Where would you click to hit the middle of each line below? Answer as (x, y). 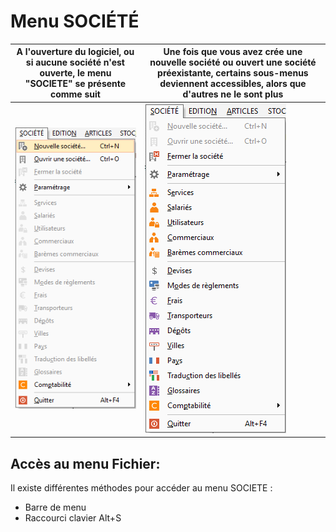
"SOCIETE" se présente (75, 84)
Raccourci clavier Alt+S (73, 518)
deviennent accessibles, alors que (233, 84)
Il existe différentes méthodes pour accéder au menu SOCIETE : (141, 488)
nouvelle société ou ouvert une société (233, 62)
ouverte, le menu (75, 73)
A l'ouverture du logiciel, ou (75, 52)
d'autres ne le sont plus (233, 94)
